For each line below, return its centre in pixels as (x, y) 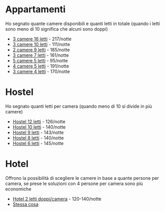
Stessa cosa (25, 204)
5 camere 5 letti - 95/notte (40, 60)
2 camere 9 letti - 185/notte (41, 50)
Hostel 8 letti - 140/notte (38, 138)
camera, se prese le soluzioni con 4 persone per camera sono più (74, 183)
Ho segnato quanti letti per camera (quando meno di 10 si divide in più (79, 106)
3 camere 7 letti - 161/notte (41, 55)
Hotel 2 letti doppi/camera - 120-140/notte (57, 199)
